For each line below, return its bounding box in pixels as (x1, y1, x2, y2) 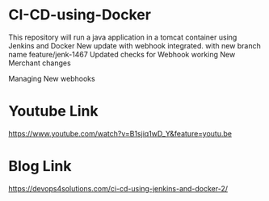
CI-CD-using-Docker (8, 6, 152, 24)
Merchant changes (8, 58, 71, 68)
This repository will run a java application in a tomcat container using (8, 32, 237, 42)
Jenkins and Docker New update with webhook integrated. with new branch (8, 40, 261, 50)
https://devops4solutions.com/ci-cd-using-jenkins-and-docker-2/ (8, 183, 229, 193)
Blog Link (8, 157, 72, 175)
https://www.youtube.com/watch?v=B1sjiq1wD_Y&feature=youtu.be (8, 128, 233, 138)
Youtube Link (8, 103, 99, 120)
